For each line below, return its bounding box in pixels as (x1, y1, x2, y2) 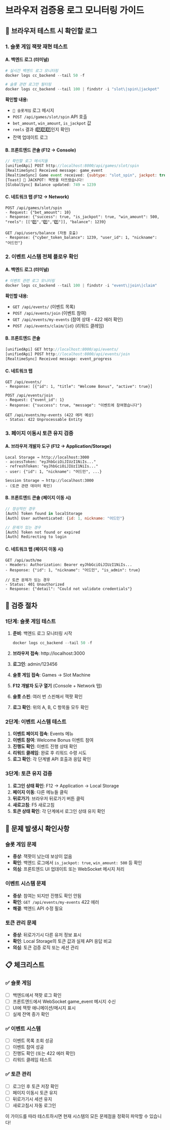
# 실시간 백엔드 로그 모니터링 (5, 68, 59, 73)
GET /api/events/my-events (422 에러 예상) (5, 412, 94, 417)
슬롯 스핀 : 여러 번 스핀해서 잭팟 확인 (12, 693, 83, 699)
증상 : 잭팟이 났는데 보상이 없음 (12, 853, 72, 860)
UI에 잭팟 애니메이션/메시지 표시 (12, 1004, 76, 1011)
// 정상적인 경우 (5, 506, 35, 511)
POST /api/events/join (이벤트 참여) (12, 310, 87, 316)
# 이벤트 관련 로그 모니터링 (5, 278, 55, 283)
